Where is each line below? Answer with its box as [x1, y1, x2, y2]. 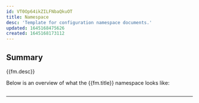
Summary [6, 52, 43, 62]
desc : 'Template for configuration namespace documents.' [6, 19, 152, 25]
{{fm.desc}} [6, 68, 36, 75]
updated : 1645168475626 [6, 25, 65, 31]
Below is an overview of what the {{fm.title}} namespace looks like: [6, 79, 170, 86]
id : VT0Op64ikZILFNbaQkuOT [6, 8, 73, 15]
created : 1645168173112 [6, 31, 65, 36]
